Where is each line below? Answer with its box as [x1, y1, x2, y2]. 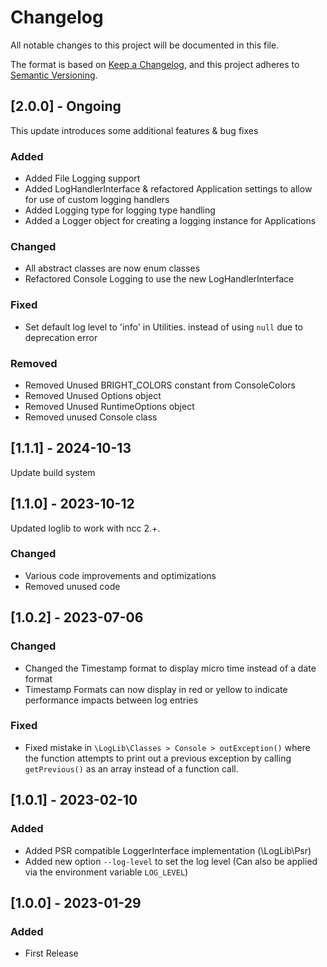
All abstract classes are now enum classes [24, 262, 201, 275]
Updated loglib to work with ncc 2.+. [10, 522, 161, 534]
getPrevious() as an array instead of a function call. [24, 762, 239, 775]
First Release [24, 947, 79, 960]
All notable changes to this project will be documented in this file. [10, 39, 280, 51]
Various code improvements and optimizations [24, 569, 217, 581]
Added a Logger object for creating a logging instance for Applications [24, 215, 317, 227]
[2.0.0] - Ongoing [10, 98, 122, 115]
